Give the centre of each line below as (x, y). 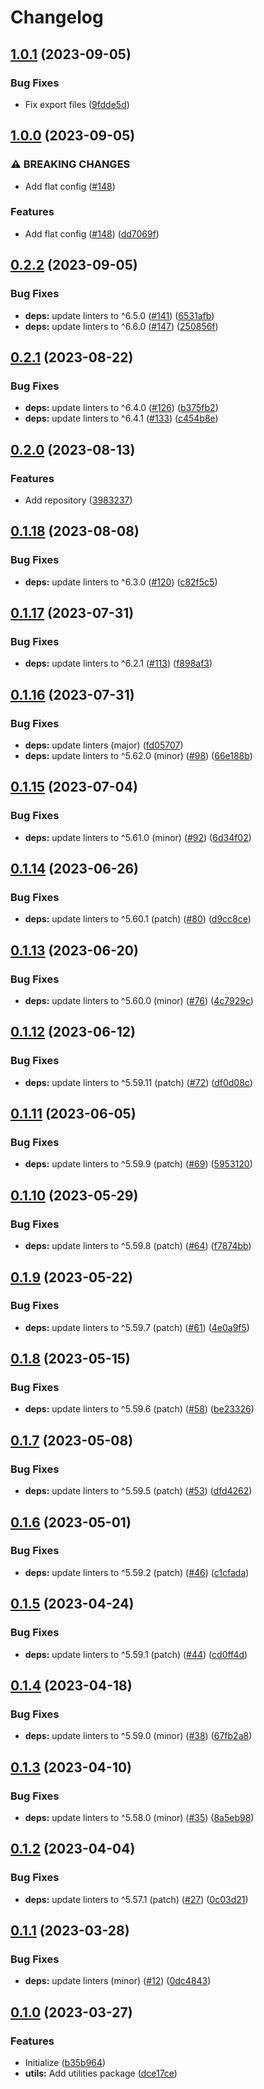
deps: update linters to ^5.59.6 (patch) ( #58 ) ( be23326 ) (139, 1409)
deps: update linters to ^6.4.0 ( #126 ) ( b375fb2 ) (121, 408)
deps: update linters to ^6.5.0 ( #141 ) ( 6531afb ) (119, 315)
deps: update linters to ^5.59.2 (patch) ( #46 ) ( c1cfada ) (137, 1572)
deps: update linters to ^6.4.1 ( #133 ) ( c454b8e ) (121, 418)
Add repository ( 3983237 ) (78, 500)
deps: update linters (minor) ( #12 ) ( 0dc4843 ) (118, 1981)
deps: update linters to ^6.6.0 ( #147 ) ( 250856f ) (121, 326)
